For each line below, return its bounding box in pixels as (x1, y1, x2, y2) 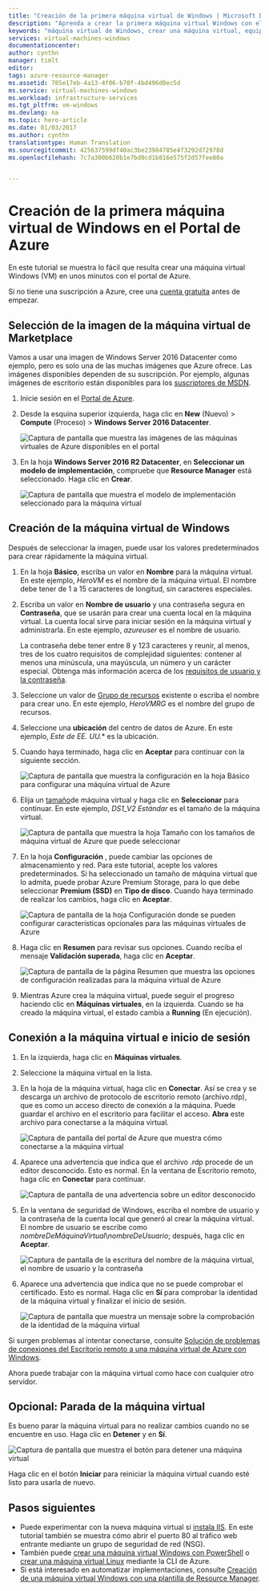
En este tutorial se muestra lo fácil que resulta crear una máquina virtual (8, 262, 246, 273)
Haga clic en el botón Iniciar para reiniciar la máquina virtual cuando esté (8, 1469, 250, 1479)
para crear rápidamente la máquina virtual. (8, 551, 149, 561)
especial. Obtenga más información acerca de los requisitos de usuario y (19, 666, 261, 676)
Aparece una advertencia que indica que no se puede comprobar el (19, 1279, 243, 1289)
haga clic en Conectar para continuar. (19, 1174, 146, 1183)
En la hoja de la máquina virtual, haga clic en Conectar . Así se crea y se (19, 1083, 257, 1093)
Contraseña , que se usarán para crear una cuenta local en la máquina (19, 607, 252, 618)
